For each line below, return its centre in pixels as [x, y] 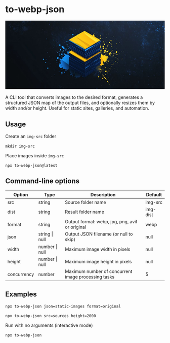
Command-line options [42, 181]
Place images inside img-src [35, 155]
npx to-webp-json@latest [31, 165]
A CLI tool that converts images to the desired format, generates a [74, 97]
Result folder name [85, 212]
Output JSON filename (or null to [99, 234]
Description [103, 195]
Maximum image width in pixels [98, 249]
